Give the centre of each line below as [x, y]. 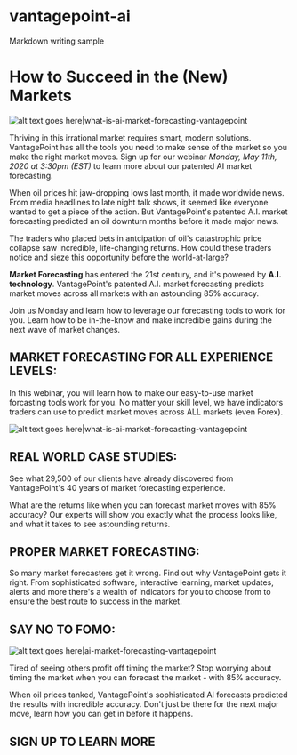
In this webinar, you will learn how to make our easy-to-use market [131, 392]
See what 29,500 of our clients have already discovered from [121, 478]
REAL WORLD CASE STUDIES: [93, 457]
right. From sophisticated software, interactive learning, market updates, [141, 582]
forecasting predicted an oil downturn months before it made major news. [144, 221]
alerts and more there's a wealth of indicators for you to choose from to [140, 592]
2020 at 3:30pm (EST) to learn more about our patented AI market [131, 165]
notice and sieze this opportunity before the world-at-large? [119, 257]
